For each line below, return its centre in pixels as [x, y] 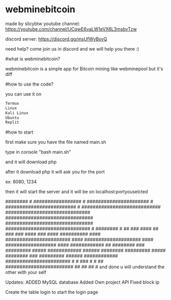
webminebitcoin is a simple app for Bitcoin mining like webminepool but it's [84, 69]
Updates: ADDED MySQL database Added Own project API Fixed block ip [82, 282]
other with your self [26, 272]
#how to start [19, 132]
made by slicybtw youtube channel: [43, 24]
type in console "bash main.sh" [38, 152]
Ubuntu [12, 118]
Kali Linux [17, 113]
